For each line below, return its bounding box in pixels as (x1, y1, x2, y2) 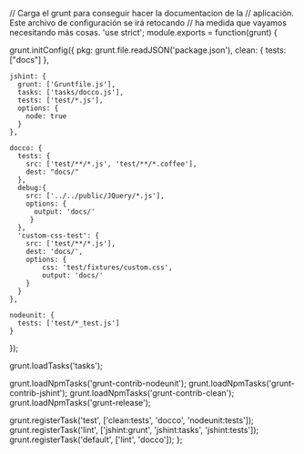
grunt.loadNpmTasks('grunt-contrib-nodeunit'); (9, 378, 187, 388)
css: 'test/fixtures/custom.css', (42, 263, 173, 272)
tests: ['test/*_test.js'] (17, 318, 120, 328)
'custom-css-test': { (17, 231, 100, 240)
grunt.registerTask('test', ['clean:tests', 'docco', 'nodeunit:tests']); (9, 415, 255, 426)
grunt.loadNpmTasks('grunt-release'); (9, 398, 152, 408)
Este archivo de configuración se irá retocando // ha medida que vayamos (9, 17, 287, 28)
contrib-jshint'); (9, 388, 68, 399)
